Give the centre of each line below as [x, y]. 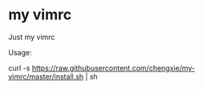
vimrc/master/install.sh [46, 76]
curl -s [19, 68]
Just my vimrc [32, 37]
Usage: [20, 52]
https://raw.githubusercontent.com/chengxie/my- [113, 68]
